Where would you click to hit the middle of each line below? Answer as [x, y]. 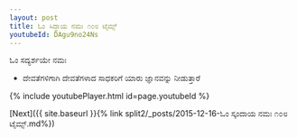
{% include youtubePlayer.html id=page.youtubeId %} [110, 97]
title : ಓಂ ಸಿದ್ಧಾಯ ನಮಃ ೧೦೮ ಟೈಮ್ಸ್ [63, 26]
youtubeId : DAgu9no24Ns [54, 34]
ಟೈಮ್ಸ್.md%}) [32, 124]
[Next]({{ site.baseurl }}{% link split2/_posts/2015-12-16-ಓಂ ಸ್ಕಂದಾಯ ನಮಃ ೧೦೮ [148, 114]
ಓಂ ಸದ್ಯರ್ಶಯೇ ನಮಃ [38, 60]
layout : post [34, 18]
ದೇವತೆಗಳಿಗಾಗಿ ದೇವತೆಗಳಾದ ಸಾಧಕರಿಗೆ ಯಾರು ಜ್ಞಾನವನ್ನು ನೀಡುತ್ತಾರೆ [111, 78]
